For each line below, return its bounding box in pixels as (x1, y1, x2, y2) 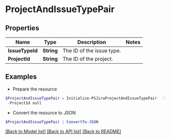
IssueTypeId (8, 47, 38, 54)
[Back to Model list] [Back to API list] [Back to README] (5, 128, 121, 134)
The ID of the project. (62, 56, 113, 62)
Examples (5, 72, 37, 81)
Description (77, 39, 106, 45)
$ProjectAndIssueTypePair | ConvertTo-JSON (5, 119, 99, 124)
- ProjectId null (7, 100, 42, 106)
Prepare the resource (12, 86, 57, 92)
